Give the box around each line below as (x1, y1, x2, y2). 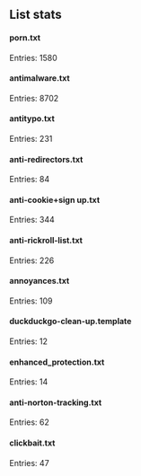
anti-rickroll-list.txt (9, 235, 84, 245)
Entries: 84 (9, 174, 50, 185)
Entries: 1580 (9, 52, 58, 63)
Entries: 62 (9, 417, 49, 428)
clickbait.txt (9, 437, 56, 448)
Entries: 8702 (9, 93, 59, 103)
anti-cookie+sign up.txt (9, 194, 101, 205)
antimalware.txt (9, 73, 70, 84)
